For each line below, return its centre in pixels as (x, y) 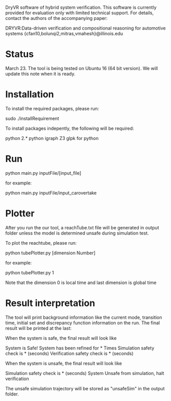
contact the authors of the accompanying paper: (56, 18)
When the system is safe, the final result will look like (61, 338)
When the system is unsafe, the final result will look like (63, 363)
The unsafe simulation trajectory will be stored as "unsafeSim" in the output (85, 388)
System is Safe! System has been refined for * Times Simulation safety (80, 348)
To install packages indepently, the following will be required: (70, 128)
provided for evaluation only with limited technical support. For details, (80, 13)
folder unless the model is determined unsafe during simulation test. (77, 233)
